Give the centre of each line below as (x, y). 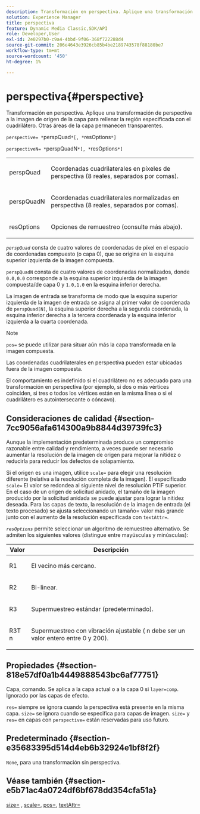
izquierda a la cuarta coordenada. (47, 322)
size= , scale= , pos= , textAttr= (43, 804)
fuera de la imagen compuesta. (44, 369)
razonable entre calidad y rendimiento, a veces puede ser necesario (90, 449)
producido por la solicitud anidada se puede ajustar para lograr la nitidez (95, 498)
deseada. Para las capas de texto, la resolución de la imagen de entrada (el (98, 505)
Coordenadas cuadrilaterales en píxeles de (110, 169)
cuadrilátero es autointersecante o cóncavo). (61, 400)
